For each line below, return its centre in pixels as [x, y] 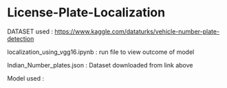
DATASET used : [30, 31]
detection [21, 38]
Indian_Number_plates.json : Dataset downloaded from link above [100, 65]
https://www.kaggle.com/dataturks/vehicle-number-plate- [137, 31]
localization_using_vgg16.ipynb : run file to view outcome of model [101, 52]
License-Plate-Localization [86, 13]
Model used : [26, 78]
